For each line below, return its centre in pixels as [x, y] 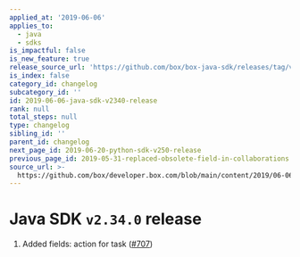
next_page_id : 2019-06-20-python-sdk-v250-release [105, 150]
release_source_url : [48, 68]
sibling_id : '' [37, 134]
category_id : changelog [54, 84]
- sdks [29, 42]
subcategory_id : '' [46, 92]
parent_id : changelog [50, 142]
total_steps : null [43, 117]
